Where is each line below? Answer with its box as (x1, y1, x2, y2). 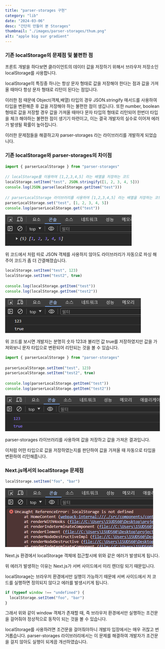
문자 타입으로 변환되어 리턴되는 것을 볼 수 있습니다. (22, 344, 119, 350)
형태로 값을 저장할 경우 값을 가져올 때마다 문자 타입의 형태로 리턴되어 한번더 (5, 109, 149, 115)
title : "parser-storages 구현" (5, 8, 67, 13)
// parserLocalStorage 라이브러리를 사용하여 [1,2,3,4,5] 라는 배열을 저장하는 (5, 195, 153, 200)
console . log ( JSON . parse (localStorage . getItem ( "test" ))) (5, 185, 122, 190)
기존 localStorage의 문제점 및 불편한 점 (5, 52, 93, 59)
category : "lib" (5, 13, 38, 18)
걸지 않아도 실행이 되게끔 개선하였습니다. (10, 639, 88, 645)
